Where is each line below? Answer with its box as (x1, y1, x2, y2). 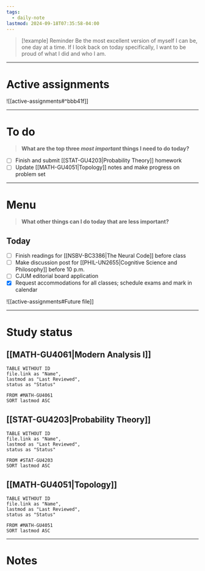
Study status (6, 325, 73, 339)
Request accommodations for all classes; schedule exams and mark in (15, 279, 192, 286)
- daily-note (12, 15, 45, 21)
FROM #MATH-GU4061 (6, 392, 53, 398)
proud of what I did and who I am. (21, 50, 106, 58)
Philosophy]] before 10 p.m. (15, 266, 85, 273)
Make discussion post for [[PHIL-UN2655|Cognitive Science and (15, 259, 178, 266)
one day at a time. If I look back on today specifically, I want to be (21, 43, 186, 51)
